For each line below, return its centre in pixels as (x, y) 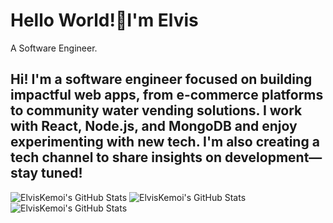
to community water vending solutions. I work (156, 110)
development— (273, 157)
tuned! (62, 173)
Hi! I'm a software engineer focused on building (161, 79)
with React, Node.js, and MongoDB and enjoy (154, 126)
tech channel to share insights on (116, 157)
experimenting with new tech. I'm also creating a (165, 142)
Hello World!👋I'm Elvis (104, 20)
